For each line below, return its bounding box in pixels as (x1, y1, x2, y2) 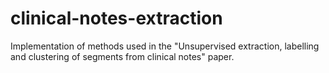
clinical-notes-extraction (10, 7, 223, 30)
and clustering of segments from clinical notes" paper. (10, 50, 235, 62)
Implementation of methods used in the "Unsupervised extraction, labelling (10, 40, 320, 52)
